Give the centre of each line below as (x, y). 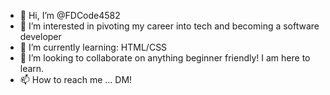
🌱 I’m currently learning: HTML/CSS (93, 47)
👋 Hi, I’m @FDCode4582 (70, 15)
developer (40, 36)
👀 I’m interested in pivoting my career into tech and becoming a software (169, 26)
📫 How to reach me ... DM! (76, 79)
